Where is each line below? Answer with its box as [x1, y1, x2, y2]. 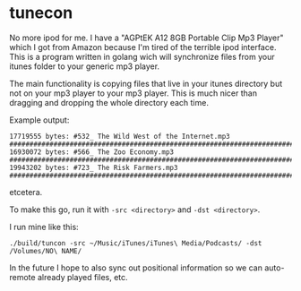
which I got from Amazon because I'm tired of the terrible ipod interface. [9, 41, 277, 52]
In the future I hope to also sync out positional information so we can [9, 262, 262, 273]
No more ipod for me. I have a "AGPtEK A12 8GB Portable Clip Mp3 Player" [9, 32, 284, 43]
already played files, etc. [37, 271, 128, 282]
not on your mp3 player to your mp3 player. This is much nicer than [9, 88, 258, 98]
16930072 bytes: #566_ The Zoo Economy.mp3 [9, 147, 175, 157]
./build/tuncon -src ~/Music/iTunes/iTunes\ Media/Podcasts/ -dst [9, 238, 262, 248]
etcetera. [9, 186, 43, 197]
